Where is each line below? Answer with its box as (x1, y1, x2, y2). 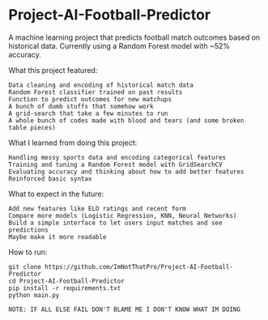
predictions (8, 225, 49, 234)
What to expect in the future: (8, 189, 104, 198)
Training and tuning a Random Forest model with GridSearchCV (8, 160, 223, 169)
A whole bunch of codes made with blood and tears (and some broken (8, 116, 245, 125)
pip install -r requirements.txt (8, 284, 121, 292)
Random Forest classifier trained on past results (8, 87, 183, 96)
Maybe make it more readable (8, 233, 107, 241)
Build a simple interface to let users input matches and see (8, 219, 223, 227)
